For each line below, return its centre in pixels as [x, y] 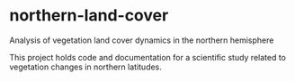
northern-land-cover [89, 16]
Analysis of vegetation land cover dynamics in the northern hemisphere [142, 40]
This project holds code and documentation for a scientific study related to [147, 57]
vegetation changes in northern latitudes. [85, 67]
